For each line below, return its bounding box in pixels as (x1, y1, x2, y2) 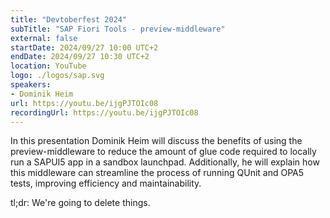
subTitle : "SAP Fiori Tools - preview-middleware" (10, 24, 226, 34)
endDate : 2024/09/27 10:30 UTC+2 (10, 52, 150, 62)
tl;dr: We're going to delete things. (10, 197, 151, 209)
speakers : (10, 80, 52, 90)
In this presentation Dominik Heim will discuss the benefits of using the (10, 135, 303, 147)
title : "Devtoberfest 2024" (10, 14, 128, 25)
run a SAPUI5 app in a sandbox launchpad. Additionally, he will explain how (10, 156, 320, 168)
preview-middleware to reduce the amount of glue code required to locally (10, 146, 317, 158)
